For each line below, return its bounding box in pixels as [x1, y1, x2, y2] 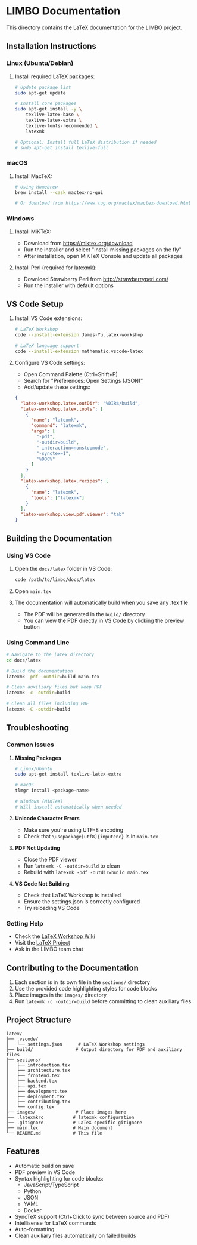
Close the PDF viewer [23, 856, 77, 863]
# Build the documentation [6, 668, 73, 674]
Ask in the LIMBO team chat [14, 945, 83, 953]
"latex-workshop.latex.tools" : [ [20, 406, 104, 412]
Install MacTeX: [14, 172, 52, 180]
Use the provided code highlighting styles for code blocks [14, 985, 157, 992]
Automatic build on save [14, 1162, 74, 1169]
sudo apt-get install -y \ [14, 106, 82, 112]
